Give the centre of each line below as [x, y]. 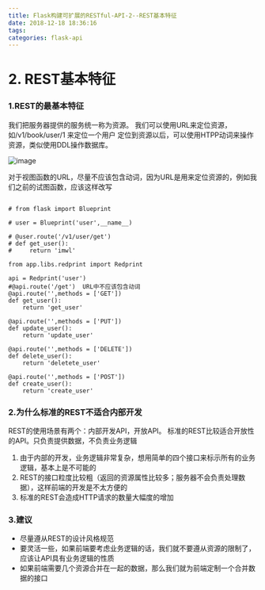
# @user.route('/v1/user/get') [60, 236]
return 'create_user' [58, 391]
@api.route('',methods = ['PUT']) [65, 321]
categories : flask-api [45, 38]
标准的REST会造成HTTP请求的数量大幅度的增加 [97, 497]
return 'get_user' [53, 307]
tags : [17, 30]
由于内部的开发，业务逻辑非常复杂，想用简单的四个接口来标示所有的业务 [137, 458]
